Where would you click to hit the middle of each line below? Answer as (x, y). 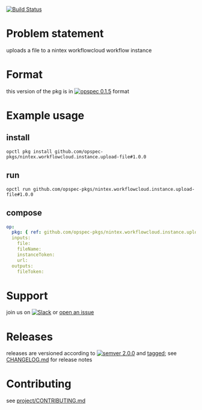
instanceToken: (36, 255)
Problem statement (55, 34)
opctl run (19, 189)
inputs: (21, 238)
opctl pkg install (29, 151)
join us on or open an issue (50, 312)
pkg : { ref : (27, 232)
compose (24, 213)
